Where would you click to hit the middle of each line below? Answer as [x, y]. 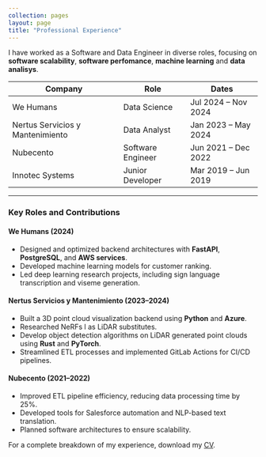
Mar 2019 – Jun [220, 171]
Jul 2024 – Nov [218, 102]
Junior [135, 171]
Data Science [148, 108]
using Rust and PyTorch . [60, 343]
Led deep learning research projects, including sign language [120, 274]
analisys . [23, 70]
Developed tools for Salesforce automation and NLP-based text [123, 413]
